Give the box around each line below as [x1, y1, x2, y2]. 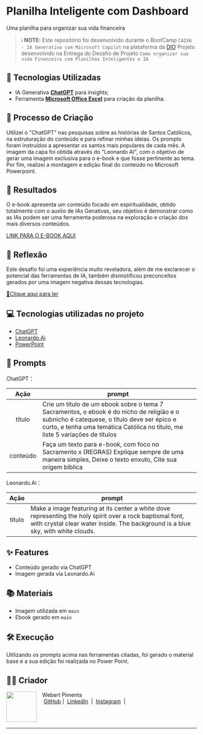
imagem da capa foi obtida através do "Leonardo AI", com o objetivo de [6, 148, 184, 155]
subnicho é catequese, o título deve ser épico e [42, 415, 177, 424]
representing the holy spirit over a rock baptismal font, [30, 511, 184, 520]
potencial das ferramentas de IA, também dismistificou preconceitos [6, 272, 176, 279]
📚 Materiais [6, 588, 53, 599]
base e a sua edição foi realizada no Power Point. [6, 657, 129, 665]
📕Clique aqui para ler [6, 290, 59, 298]
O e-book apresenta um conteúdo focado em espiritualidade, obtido [6, 201, 176, 208]
